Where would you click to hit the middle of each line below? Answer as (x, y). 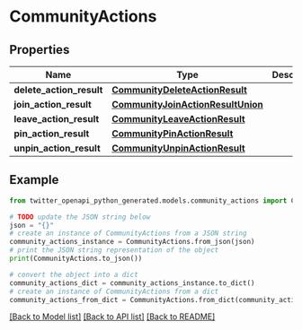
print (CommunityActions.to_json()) (76, 259)
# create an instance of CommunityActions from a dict (114, 291)
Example (34, 180)
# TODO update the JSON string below (80, 217)
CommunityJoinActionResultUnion (187, 104)
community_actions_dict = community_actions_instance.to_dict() (132, 283)
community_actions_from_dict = (68, 300)
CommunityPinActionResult (173, 134)
